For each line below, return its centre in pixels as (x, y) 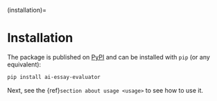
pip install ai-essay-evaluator (54, 77)
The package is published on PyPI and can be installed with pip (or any (108, 57)
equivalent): (24, 64)
